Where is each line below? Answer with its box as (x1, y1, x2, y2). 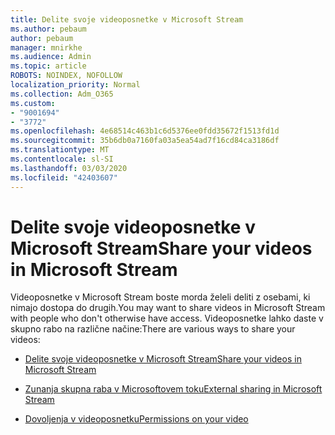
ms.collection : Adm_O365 (10, 89, 114, 99)
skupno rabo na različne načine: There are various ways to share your (10, 323, 296, 335)
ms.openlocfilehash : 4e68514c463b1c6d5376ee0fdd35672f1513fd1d (10, 126, 280, 136)
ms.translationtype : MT (10, 145, 110, 155)
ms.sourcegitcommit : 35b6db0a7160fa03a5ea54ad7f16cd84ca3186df (10, 136, 280, 146)
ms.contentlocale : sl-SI (10, 154, 114, 164)
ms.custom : (10, 98, 56, 108)
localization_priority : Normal (10, 80, 141, 90)
